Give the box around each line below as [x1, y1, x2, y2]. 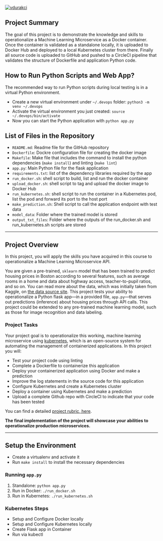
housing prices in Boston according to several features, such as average [5, 273, 150, 279]
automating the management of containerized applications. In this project [5, 343, 152, 349]
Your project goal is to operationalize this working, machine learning [5, 333, 141, 338]
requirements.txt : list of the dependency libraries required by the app [12, 170, 152, 176]
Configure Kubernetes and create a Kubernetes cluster [12, 383, 122, 389]
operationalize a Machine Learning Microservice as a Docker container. [5, 36, 148, 42]
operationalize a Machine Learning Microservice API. [5, 259, 111, 265]
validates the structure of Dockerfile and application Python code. [5, 57, 137, 63]
